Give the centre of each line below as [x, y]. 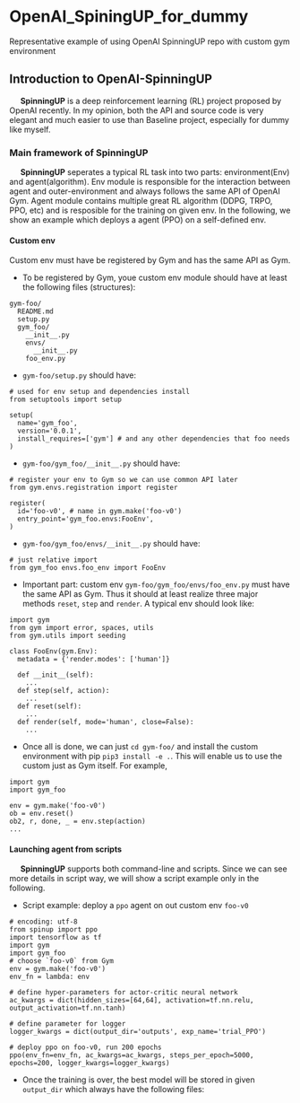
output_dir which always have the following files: [113, 1090]
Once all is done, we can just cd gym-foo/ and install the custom [140, 747]
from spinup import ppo [54, 930]
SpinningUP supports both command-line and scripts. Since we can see [154, 869]
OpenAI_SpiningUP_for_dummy [129, 17]
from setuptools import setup [66, 400]
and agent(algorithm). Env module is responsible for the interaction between [150, 182]
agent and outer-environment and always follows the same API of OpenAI [145, 191]
